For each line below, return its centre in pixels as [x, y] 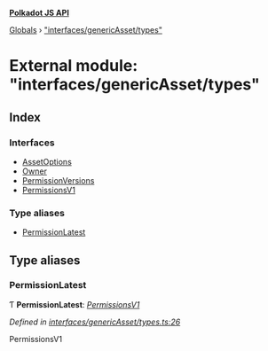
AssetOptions [47, 161]
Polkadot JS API [39, 13]
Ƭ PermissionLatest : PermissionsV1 [75, 304]
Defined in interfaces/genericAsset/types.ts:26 [95, 322]
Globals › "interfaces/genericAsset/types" [86, 30]
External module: [74, 66]
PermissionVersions [58, 180]
